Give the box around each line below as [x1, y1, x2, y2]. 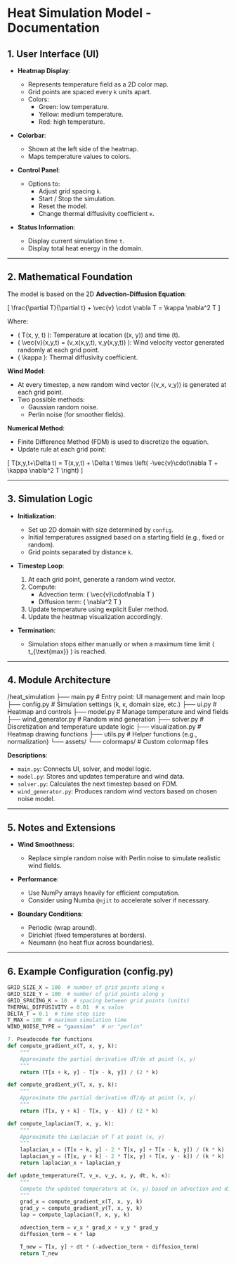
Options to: [27, 179, 60, 188]
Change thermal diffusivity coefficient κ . [38, 210, 155, 217]
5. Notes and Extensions [7, 822, 116, 834]
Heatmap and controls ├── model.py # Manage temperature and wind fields [7, 708, 229, 716]
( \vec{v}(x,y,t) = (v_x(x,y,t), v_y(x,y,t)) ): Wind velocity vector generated [17, 338, 225, 346]
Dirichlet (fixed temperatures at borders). [27, 931, 147, 940]
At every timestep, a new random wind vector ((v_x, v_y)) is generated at [17, 380, 227, 388]
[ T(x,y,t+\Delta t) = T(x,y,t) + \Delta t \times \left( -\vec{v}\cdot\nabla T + [7, 459, 218, 467]
